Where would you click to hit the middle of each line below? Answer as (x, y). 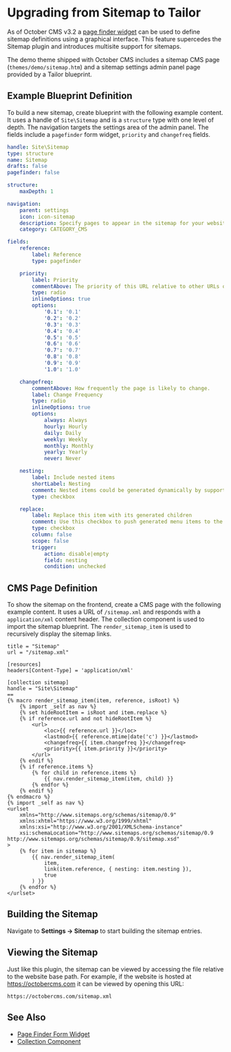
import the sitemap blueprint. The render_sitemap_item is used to (99, 627)
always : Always (66, 420)
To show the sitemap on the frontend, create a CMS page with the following (114, 605)
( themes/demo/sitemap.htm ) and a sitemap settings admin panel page (104, 67)
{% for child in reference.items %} (84, 773)
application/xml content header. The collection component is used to (106, 619)
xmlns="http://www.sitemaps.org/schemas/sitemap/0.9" (98, 815)
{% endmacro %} (29, 797)
